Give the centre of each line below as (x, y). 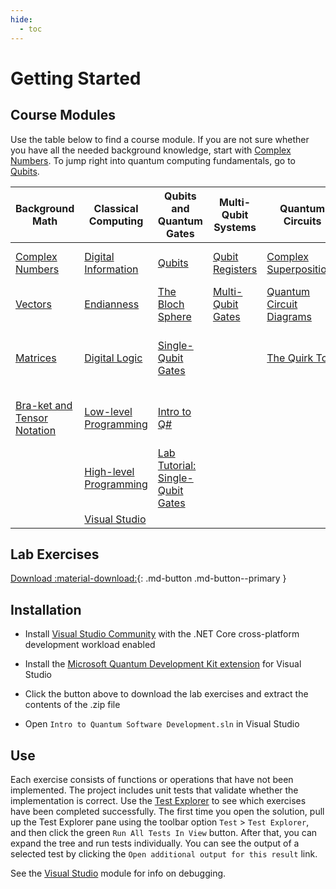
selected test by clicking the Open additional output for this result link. (164, 853)
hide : (21, 19)
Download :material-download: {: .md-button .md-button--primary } (148, 578)
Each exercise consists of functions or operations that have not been (152, 779)
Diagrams (289, 316)
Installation (46, 609)
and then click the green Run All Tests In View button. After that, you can (164, 832)
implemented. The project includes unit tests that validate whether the (154, 790)
